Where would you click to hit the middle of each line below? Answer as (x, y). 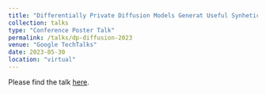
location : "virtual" (42, 60)
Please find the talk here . (49, 82)
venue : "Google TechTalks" (53, 45)
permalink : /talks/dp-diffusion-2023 (70, 38)
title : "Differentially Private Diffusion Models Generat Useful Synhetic (134, 15)
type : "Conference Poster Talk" (61, 30)
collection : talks (38, 23)
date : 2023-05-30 (37, 52)
